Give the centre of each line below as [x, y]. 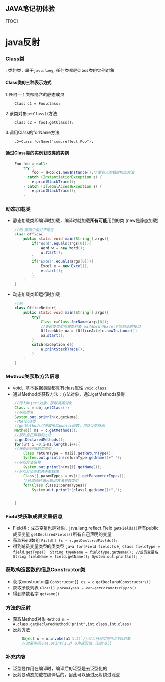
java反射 [23, 42]
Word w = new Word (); [62, 248]
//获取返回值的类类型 [33, 449]
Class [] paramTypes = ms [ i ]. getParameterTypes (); [75, 476]
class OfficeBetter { [35, 308]
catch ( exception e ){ [53, 345]
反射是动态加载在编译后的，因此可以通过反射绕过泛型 [66, 675]
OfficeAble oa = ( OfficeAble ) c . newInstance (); [89, 331]
